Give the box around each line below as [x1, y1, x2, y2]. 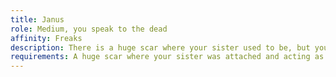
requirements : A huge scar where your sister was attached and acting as [10, 52, 325, 62]
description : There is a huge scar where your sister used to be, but [10, 42, 311, 53]
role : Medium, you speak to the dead [10, 24, 168, 34]
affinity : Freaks [10, 33, 83, 43]
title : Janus [10, 14, 65, 25]
